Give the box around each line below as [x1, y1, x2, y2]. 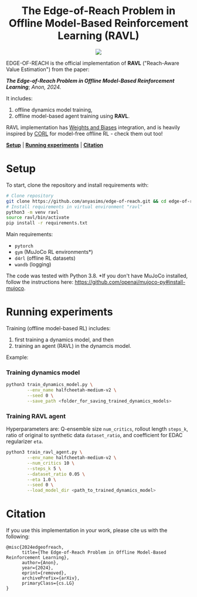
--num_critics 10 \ [27, 460, 75, 466]
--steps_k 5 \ [27, 465, 62, 471]
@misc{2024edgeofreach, [6, 545, 64, 551]
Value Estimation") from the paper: [6, 66, 90, 73]
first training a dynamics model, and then [14, 336, 114, 343]
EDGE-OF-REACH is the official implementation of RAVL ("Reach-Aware [6, 59, 180, 66]
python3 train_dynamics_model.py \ [6, 382, 93, 388]
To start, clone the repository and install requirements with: [6, 181, 149, 189]
